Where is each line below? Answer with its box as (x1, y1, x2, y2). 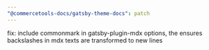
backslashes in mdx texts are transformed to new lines (7, 36, 163, 45)
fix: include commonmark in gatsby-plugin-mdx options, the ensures (7, 29, 203, 37)
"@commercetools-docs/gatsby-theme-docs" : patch (7, 10, 150, 17)
